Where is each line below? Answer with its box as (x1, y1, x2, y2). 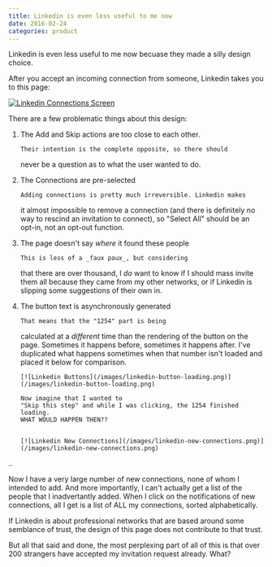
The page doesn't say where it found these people (19, 238, 189, 248)
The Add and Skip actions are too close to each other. (19, 129, 201, 139)
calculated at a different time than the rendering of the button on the (19, 331, 249, 342)
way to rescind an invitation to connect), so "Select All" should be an (19, 214, 250, 224)
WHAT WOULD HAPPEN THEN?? (19, 416, 108, 424)
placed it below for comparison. (19, 357, 127, 367)
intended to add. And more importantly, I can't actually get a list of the (8, 483, 243, 493)
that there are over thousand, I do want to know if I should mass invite (19, 268, 254, 278)
